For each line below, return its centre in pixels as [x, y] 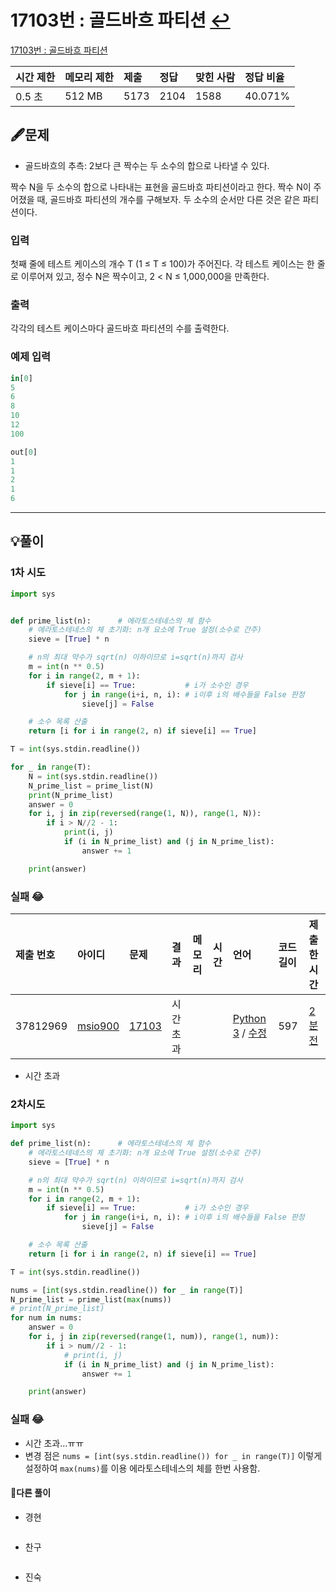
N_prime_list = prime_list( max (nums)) [91, 1299]
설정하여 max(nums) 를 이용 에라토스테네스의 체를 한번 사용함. [142, 1468]
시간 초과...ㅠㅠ [54, 1443]
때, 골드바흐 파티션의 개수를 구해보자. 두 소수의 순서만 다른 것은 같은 [168, 199]
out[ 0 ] [24, 452]
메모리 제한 [89, 77]
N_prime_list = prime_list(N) [91, 786]
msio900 [98, 1026]
